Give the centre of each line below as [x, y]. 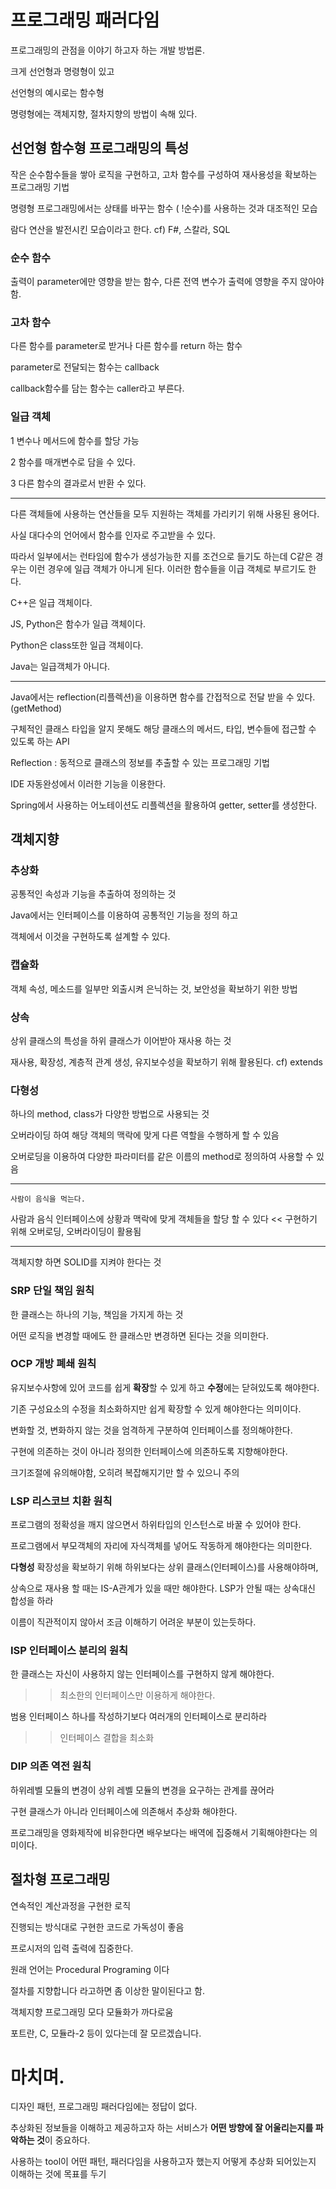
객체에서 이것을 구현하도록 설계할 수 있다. [90, 937]
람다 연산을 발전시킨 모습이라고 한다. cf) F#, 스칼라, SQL [120, 229]
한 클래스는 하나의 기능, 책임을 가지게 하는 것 [97, 1314]
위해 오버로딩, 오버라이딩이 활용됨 [76, 1232]
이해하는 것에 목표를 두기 [58, 2174]
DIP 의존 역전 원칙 [51, 1766]
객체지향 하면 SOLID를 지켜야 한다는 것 [86, 1262]
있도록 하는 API [40, 741]
